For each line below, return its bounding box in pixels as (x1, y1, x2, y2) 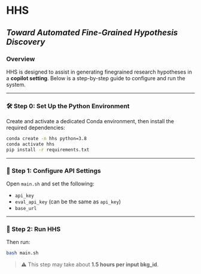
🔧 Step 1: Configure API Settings (6, 166, 101, 175)
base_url (14, 206, 37, 212)
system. (6, 81, 26, 88)
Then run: (6, 239, 31, 246)
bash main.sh (6, 250, 39, 256)
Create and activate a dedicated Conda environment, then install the (6, 118, 175, 125)
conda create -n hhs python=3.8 (6, 136, 87, 142)
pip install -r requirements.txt (6, 147, 90, 153)
